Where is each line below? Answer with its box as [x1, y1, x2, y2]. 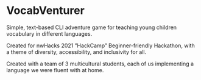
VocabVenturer [6, 4, 85, 18]
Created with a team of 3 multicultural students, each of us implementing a [6, 60, 194, 67]
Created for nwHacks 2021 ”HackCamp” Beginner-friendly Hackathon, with [6, 42, 195, 49]
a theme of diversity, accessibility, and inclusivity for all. [6, 48, 147, 55]
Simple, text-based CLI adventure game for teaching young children [6, 24, 177, 31]
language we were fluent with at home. [6, 66, 104, 73]
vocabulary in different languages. [6, 30, 93, 37]
